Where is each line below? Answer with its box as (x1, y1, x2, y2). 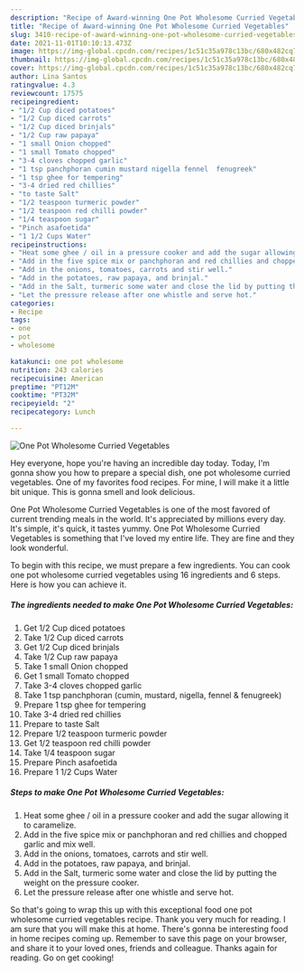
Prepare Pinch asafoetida (23, 756, 118, 768)
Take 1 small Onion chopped (23, 660, 129, 671)
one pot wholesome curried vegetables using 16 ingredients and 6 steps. (10, 569, 281, 580)
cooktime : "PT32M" (10, 390, 79, 400)
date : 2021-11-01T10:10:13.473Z (10, 38, 132, 48)
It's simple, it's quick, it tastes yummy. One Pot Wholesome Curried (10, 523, 261, 534)
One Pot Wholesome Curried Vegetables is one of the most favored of (10, 503, 271, 515)
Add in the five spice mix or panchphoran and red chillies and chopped (23, 828, 288, 840)
